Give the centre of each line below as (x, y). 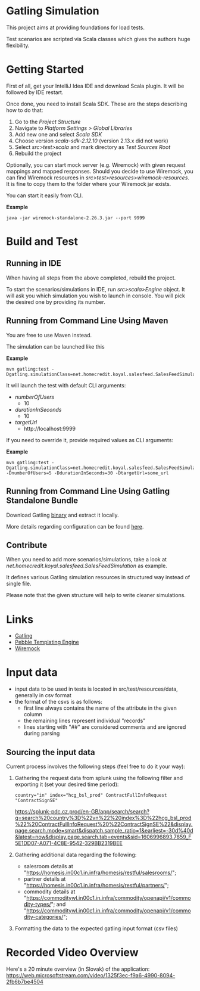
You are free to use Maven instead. (49, 335)
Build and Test (42, 242)
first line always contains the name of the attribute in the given (100, 708)
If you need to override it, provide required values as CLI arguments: (90, 440)
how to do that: (25, 110)
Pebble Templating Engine (47, 642)
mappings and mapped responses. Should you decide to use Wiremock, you (100, 171)
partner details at (45, 879)
